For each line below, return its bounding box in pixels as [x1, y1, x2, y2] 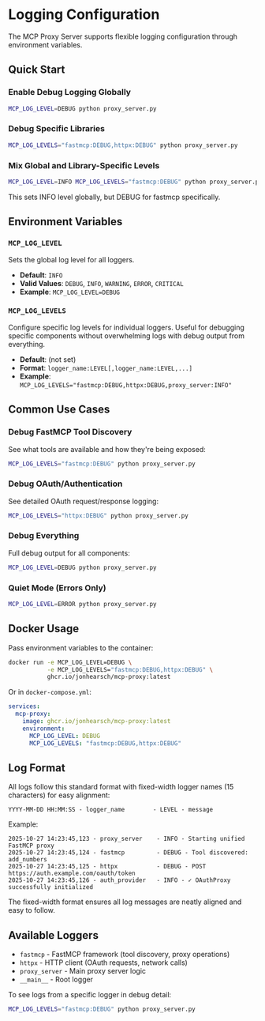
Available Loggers [8, 929, 99, 942]
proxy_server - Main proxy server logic [19, 966, 147, 976]
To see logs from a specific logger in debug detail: [8, 990, 172, 1000]
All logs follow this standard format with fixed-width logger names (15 [8, 782, 234, 792]
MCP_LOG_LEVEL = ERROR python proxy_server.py [8, 601, 157, 608]
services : [8, 703, 41, 710]
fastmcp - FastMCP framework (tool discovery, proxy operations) [19, 950, 230, 959]
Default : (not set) [19, 354, 77, 364]
